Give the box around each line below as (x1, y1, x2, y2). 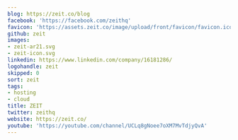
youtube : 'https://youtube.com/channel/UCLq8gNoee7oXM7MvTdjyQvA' (7, 122, 208, 129)
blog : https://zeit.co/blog (7, 10, 91, 18)
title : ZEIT (7, 103, 42, 110)
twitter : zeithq (7, 109, 55, 116)
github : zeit (7, 30, 46, 37)
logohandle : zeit (7, 63, 59, 70)
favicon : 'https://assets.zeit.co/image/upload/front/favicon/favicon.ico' (7, 23, 236, 30)
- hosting (7, 89, 37, 96)
